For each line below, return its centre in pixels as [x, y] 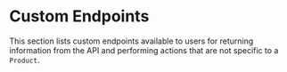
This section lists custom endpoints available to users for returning [131, 41]
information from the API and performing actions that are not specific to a [144, 50]
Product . [25, 60]
